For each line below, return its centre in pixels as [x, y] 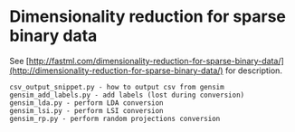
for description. [254, 71]
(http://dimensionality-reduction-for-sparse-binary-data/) [116, 71]
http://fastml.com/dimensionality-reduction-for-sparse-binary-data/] [157, 61]
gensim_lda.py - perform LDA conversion [87, 103]
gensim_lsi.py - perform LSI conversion [87, 110]
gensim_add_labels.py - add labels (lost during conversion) [127, 95]
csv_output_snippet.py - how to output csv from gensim [117, 87]
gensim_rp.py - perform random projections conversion [115, 118]
